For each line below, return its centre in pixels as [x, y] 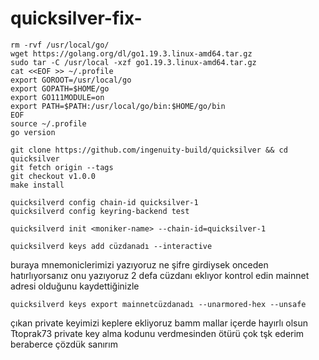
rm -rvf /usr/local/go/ [60, 45]
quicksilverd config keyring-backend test [100, 211]
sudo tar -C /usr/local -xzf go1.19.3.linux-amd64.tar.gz [133, 62]
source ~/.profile [48, 123]
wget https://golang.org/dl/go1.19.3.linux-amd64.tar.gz [131, 53]
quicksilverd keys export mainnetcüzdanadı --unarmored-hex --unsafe [158, 304]
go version [33, 132]
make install [37, 185]
